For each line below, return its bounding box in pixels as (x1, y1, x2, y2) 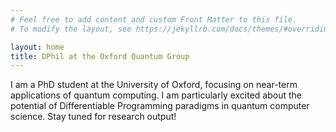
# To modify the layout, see (10, 24, 132, 34)
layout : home (10, 42, 65, 52)
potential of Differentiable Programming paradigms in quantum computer (10, 100, 310, 112)
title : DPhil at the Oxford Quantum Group (10, 51, 190, 61)
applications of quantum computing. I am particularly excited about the (10, 89, 303, 101)
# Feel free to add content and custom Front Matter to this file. (10, 14, 298, 25)
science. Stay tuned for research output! (10, 111, 177, 123)
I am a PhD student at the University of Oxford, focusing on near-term (10, 79, 298, 91)
